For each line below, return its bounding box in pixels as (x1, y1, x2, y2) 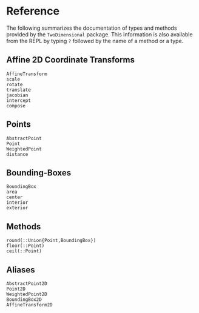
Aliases (6, 264, 35, 275)
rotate (6, 81, 23, 87)
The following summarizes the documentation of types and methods (6, 24, 177, 32)
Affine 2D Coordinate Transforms (6, 55, 135, 65)
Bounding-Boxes (6, 167, 72, 178)
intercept (6, 97, 32, 104)
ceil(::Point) (6, 248, 42, 254)
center (6, 194, 23, 201)
